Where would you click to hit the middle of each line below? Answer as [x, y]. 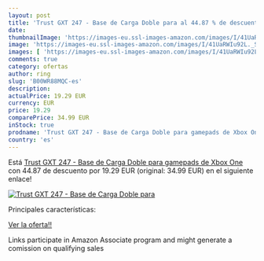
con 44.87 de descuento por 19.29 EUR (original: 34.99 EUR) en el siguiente [131, 171]
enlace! [20, 178]
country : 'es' [31, 140]
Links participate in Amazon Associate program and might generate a [120, 240]
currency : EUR [31, 103]
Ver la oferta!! [30, 224]
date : [17, 30]
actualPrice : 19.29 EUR [47, 96]
